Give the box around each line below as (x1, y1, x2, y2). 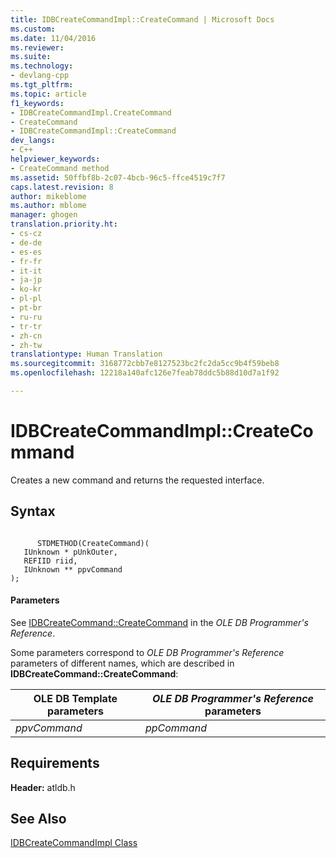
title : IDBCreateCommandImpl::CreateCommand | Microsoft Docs (10, 14, 275, 25)
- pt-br (10, 303, 43, 313)
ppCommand (144, 721, 207, 735)
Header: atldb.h (10, 781, 76, 793)
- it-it (10, 266, 43, 276)
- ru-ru (10, 312, 43, 322)
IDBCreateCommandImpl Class (10, 837, 138, 849)
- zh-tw (10, 340, 43, 350)
